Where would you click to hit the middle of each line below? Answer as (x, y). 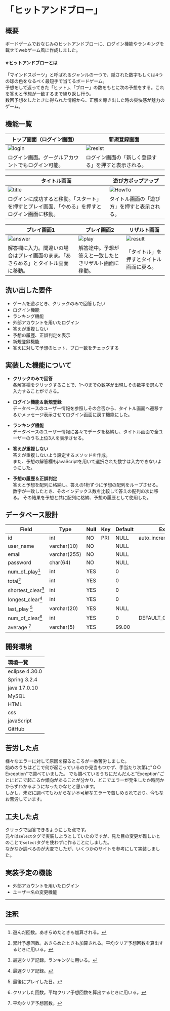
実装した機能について (38, 365)
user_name (21, 546)
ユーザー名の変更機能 (35, 892)
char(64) (60, 562)
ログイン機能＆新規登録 (37, 402)
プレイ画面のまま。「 (42, 256)
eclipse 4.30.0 (25, 671)
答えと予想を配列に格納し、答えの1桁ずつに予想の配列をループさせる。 (87, 484)
